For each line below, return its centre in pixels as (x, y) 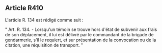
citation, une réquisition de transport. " (44, 45)
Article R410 (24, 8)
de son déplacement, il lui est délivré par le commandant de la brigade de (79, 34)
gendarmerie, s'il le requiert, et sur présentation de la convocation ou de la (81, 40)
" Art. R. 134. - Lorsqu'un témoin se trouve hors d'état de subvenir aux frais (81, 29)
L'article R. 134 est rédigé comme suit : (44, 20)
